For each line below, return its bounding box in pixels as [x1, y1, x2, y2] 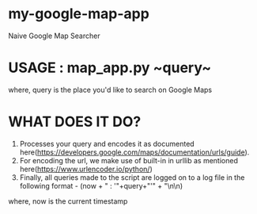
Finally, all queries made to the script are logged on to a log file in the [19, 172, 245, 182]
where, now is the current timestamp [8, 196, 128, 206]
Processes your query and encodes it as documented [19, 139, 195, 148]
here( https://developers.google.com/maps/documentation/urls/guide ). [19, 147, 250, 157]
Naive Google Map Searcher [8, 31, 100, 40]
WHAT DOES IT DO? [8, 113, 142, 131]
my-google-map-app [8, 5, 150, 23]
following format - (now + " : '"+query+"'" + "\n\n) [19, 181, 183, 190]
